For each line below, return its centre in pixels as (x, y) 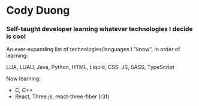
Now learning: (23, 79)
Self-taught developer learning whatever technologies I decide (99, 29)
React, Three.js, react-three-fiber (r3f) (62, 96)
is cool (16, 36)
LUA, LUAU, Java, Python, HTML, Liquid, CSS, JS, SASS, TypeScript (91, 67)
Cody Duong (38, 10)
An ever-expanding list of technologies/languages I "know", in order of (93, 49)
